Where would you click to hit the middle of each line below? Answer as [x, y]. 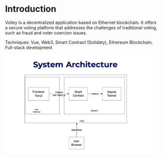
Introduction [31, 9]
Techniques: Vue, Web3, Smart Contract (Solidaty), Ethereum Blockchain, [79, 42]
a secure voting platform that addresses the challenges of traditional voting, [81, 27]
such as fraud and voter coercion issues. [46, 33]
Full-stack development [29, 47]
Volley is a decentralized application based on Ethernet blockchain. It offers [81, 22]
